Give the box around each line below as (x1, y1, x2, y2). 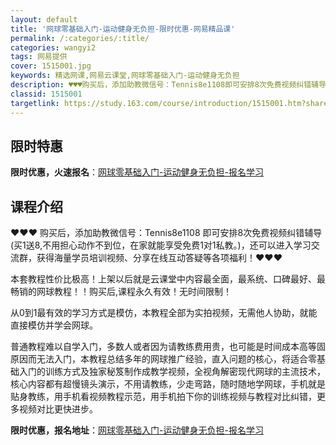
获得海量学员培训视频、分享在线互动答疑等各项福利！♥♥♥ (36, 252, 283, 264)
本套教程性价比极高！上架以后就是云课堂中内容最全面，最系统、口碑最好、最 (10, 273, 326, 285)
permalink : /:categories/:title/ (10, 33, 150, 43)
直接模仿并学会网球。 (10, 319, 98, 331)
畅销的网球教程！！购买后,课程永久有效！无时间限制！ (10, 286, 233, 298)
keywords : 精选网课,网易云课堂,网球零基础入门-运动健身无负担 (10, 71, 240, 81)
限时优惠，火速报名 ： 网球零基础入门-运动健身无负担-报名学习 (10, 166, 264, 178)
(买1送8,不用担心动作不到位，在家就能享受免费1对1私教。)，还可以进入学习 (10, 239, 312, 251)
